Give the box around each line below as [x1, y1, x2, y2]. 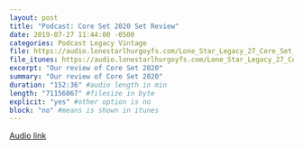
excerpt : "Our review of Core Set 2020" [9, 64, 164, 73]
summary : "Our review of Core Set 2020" [9, 72, 164, 81]
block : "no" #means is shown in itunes [9, 106, 160, 115]
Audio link [9, 130, 47, 141]
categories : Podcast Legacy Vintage [9, 38, 147, 48]
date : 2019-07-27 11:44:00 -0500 [9, 30, 135, 39]
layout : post [9, 13, 59, 23]
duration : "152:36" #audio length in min [9, 80, 168, 89]
